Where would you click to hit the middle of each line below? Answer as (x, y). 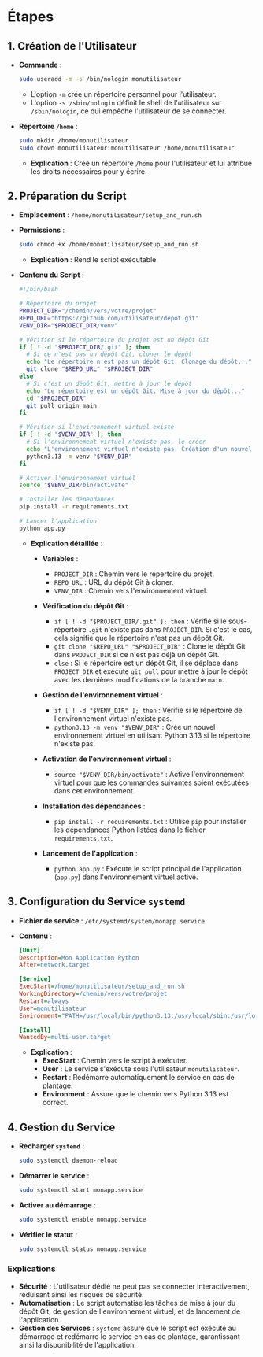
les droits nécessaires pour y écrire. (89, 171)
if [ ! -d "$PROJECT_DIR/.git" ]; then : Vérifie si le (140, 621)
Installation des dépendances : (94, 806)
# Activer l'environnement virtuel (77, 478)
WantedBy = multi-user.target (65, 1037)
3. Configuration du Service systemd (96, 902)
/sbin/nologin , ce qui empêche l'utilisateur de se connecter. (128, 111)
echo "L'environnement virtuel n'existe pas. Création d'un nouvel (139, 449)
